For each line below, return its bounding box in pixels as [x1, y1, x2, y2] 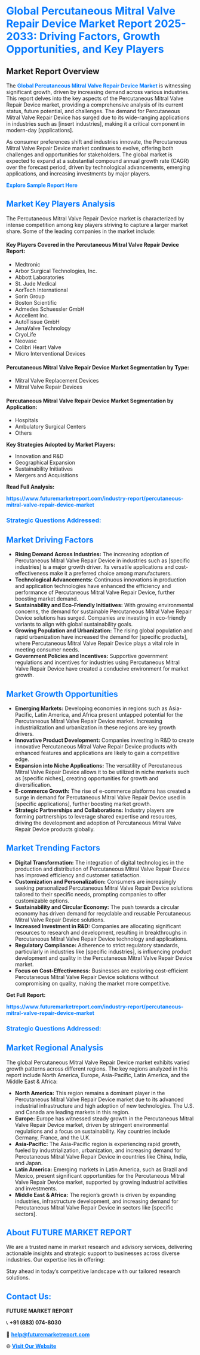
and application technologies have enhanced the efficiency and [14, 583, 171, 590]
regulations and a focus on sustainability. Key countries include [14, 1127, 171, 1135]
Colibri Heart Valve [14, 344, 61, 351]
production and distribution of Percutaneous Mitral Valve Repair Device [14, 865, 190, 872]
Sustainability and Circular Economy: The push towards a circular [14, 903, 180, 911]
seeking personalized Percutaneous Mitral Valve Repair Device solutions [14, 884, 193, 892]
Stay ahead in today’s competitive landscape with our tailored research [6, 1268, 181, 1275]
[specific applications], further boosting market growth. [14, 800, 152, 807]
